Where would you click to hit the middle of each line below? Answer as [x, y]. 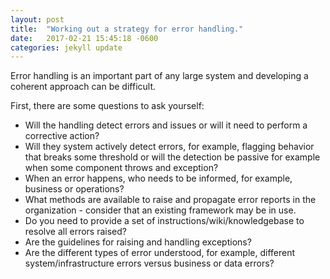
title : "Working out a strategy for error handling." [127, 29]
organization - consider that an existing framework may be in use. [160, 210]
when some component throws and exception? [121, 168]
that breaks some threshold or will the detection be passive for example [172, 157]
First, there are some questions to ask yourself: [107, 106]
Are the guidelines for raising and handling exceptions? [138, 242]
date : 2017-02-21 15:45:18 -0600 [84, 38]
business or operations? [74, 189]
